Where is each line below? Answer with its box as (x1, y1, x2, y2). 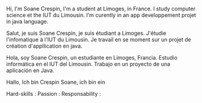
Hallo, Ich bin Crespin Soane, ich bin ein (6, 78, 106, 86)
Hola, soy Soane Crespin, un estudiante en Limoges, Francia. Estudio (6, 54, 178, 61)
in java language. (6, 18, 49, 25)
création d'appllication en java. (6, 42, 83, 49)
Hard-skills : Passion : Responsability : (6, 90, 101, 97)
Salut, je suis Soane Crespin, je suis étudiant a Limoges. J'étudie (6, 30, 167, 37)
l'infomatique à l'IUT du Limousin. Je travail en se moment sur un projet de (6, 36, 191, 43)
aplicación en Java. (6, 67, 54, 74)
